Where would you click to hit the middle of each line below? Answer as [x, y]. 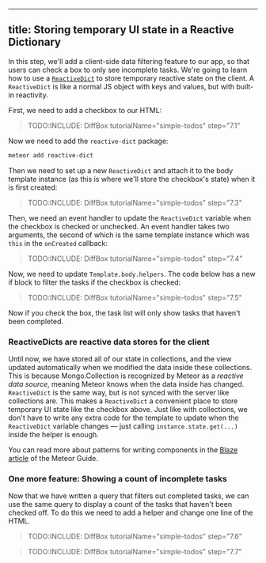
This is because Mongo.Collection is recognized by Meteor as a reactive [126, 376]
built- [245, 86]
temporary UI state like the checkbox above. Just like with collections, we [128, 409]
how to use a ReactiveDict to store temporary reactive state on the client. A [131, 78]
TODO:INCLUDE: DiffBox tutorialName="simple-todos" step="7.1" [134, 125]
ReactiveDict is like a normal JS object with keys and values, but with [122, 86]
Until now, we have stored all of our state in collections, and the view [120, 359]
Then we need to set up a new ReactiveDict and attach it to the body [121, 170]
